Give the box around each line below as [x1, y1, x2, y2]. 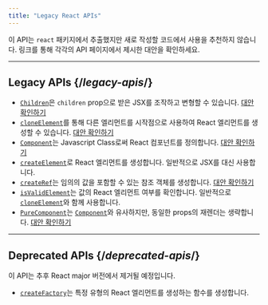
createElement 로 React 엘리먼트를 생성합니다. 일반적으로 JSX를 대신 [19, 157, 235, 168]
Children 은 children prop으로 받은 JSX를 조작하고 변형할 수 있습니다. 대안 [19, 97, 254, 108]
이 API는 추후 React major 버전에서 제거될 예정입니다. [8, 271, 175, 280]
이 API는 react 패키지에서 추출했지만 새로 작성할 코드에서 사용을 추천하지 [8, 34, 235, 44]
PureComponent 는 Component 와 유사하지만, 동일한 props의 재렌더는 [19, 208, 227, 217]
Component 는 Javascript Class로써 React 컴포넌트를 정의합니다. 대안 [19, 137, 234, 148]
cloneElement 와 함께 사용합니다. [19, 197, 121, 208]
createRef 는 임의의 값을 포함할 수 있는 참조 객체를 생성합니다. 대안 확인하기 [19, 177, 254, 188]
